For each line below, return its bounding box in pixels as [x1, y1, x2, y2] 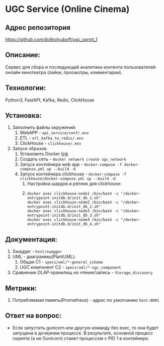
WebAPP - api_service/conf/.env [19, 130, 89, 136]
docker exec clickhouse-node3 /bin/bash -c [27, 209, 119, 214]
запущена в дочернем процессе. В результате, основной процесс [12, 330, 153, 336]
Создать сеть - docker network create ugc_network [19, 156, 127, 162]
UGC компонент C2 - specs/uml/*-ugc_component [19, 264, 121, 270]
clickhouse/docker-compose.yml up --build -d [19, 176, 116, 181]
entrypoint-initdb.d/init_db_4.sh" [27, 222, 101, 227]
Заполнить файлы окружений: [12, 124, 77, 130]
